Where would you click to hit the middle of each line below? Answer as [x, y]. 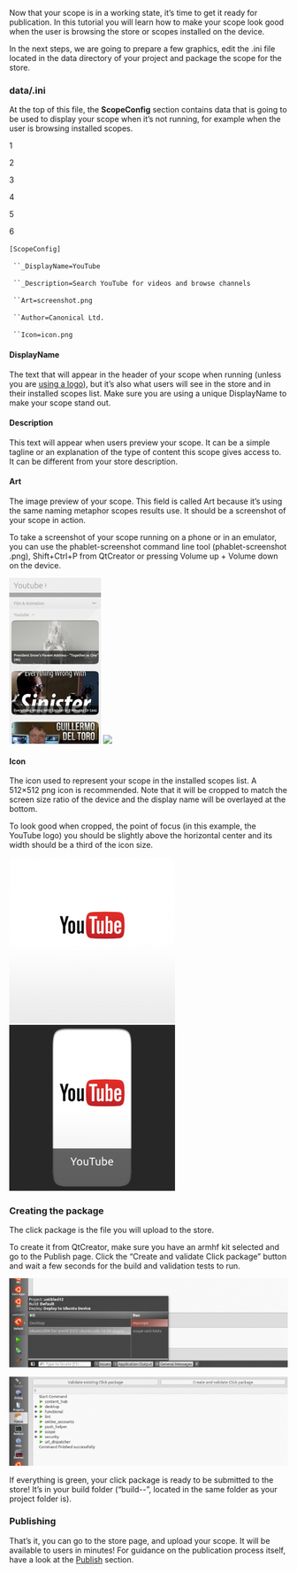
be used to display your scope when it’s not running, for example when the [145, 120]
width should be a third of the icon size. [81, 845]
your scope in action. [48, 520]
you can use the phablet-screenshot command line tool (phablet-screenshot [148, 546]
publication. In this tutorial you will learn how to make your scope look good [147, 22]
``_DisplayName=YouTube [57, 266]
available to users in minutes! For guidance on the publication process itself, [147, 1550]
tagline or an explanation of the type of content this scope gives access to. [145, 451]
